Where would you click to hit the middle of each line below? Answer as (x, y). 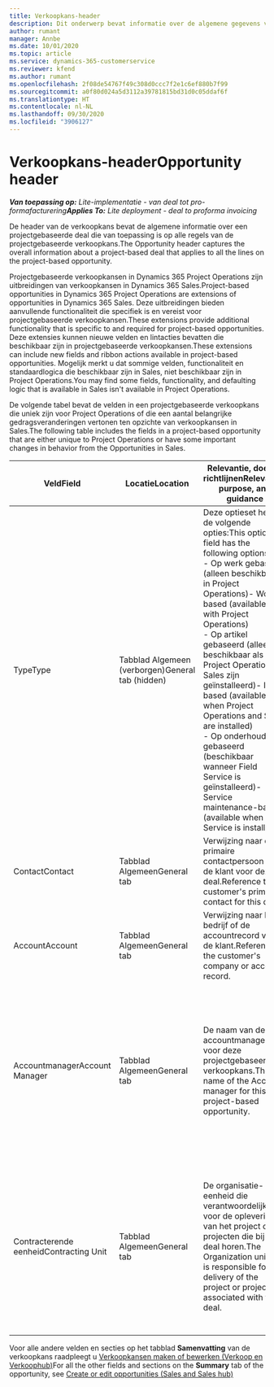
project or (222, 1287)
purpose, (237, 488)
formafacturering (38, 210)
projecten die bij (234, 1236)
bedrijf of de (226, 925)
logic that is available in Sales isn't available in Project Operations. (120, 389)
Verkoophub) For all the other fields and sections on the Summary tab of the (137, 1365)
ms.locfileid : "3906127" (51, 122)
